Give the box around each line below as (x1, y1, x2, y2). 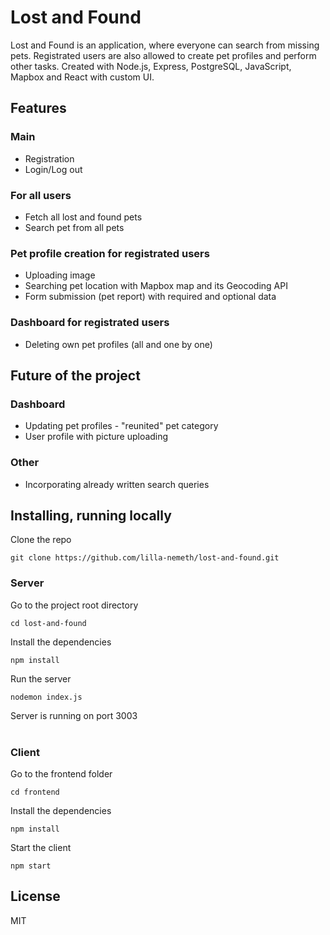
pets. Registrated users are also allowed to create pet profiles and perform (10, 49, 317, 61)
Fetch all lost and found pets (24, 211, 143, 223)
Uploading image (24, 269, 96, 281)
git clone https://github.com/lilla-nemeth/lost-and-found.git (10, 553, 280, 563)
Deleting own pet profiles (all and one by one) (24, 338, 213, 350)
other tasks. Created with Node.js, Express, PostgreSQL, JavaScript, (10, 60, 292, 72)
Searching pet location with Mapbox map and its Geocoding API (24, 280, 288, 292)
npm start (10, 861, 52, 871)
